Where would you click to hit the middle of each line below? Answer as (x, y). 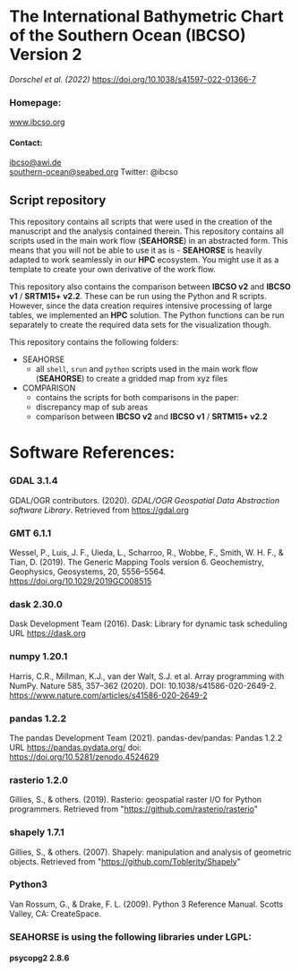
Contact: (26, 142)
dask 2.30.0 (36, 604)
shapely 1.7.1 (37, 832)
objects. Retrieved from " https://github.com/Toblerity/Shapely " (125, 861)
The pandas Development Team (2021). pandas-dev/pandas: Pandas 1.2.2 (146, 737)
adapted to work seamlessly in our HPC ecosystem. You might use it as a (144, 260)
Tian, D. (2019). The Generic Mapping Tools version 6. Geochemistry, (137, 563)
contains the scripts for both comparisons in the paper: (137, 398)
